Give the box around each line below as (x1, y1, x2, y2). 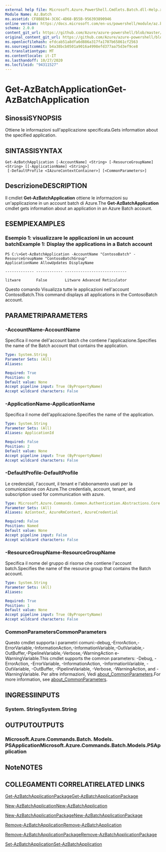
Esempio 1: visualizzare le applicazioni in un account (5, 234, 134, 241)
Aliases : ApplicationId (5, 431, 54, 436)
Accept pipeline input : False (5, 533, 68, 538)
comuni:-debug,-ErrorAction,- (79, 640, 140, 646)
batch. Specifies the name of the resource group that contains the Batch (5, 566, 151, 572)
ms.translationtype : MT (5, 48, 54, 53)
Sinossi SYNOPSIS (5, 114, 62, 122)
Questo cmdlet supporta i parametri (5, 640, 78, 646)
